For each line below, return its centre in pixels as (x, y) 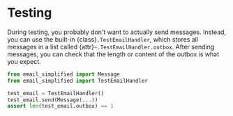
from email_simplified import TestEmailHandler (78, 81)
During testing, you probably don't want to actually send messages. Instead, (117, 32)
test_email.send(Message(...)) (53, 100)
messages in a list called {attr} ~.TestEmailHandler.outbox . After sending (111, 47)
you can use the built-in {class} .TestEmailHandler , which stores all (103, 39)
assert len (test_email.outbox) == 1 (60, 106)
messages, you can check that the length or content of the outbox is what (113, 54)
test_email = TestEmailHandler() (56, 93)
